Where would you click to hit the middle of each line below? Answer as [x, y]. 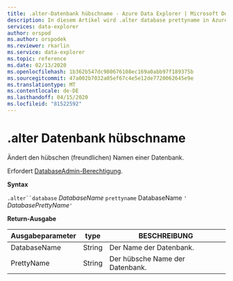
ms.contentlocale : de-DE [43, 91]
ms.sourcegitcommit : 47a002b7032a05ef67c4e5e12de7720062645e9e [101, 78]
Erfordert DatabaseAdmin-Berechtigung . [65, 171]
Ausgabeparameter [43, 235]
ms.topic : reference [37, 59]
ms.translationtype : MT [42, 85]
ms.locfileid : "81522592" [44, 104]
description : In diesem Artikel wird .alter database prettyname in [108, 20]
